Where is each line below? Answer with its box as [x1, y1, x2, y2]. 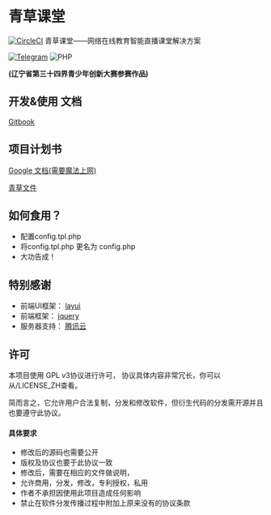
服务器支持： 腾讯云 [19, 321, 87, 331]
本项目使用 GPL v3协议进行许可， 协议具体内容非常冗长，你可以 [8, 371, 221, 380]
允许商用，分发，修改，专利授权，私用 [19, 478, 148, 487]
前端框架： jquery [19, 311, 79, 321]
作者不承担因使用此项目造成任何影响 [19, 488, 142, 498]
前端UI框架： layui [19, 301, 81, 311]
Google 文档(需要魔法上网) [8, 165, 97, 175]
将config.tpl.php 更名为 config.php [19, 242, 136, 251]
